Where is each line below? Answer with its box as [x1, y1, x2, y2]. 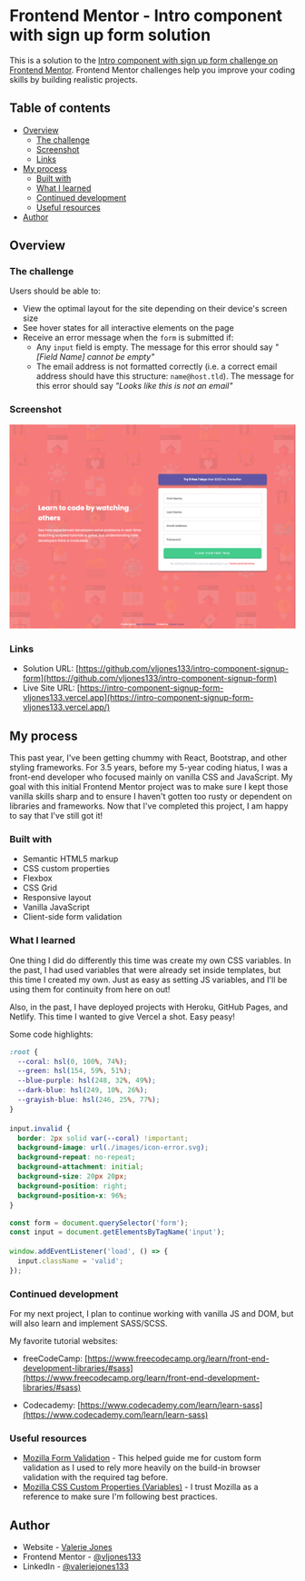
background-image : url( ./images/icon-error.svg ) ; [17, 1143, 209, 1152]
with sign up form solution [9, 25, 212, 45]
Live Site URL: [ [22, 682, 81, 693]
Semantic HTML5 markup [22, 853, 119, 864]
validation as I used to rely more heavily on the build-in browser [22, 1462, 261, 1473]
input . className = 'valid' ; [17, 1257, 124, 1266]
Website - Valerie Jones [22, 1542, 113, 1553]
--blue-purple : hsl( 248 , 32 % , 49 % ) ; [17, 1076, 156, 1086]
